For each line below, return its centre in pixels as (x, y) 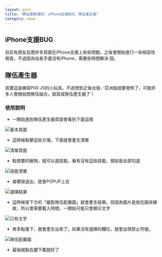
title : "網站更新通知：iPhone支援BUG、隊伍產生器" (52, 14)
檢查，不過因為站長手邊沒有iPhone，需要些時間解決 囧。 (62, 59)
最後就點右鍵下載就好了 (36, 250)
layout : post (18, 10)
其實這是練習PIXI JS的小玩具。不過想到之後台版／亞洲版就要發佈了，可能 (78, 88)
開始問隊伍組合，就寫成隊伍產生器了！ (56, 94)
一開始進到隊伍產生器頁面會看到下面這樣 (53, 119)
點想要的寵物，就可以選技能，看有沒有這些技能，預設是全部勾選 (76, 161)
